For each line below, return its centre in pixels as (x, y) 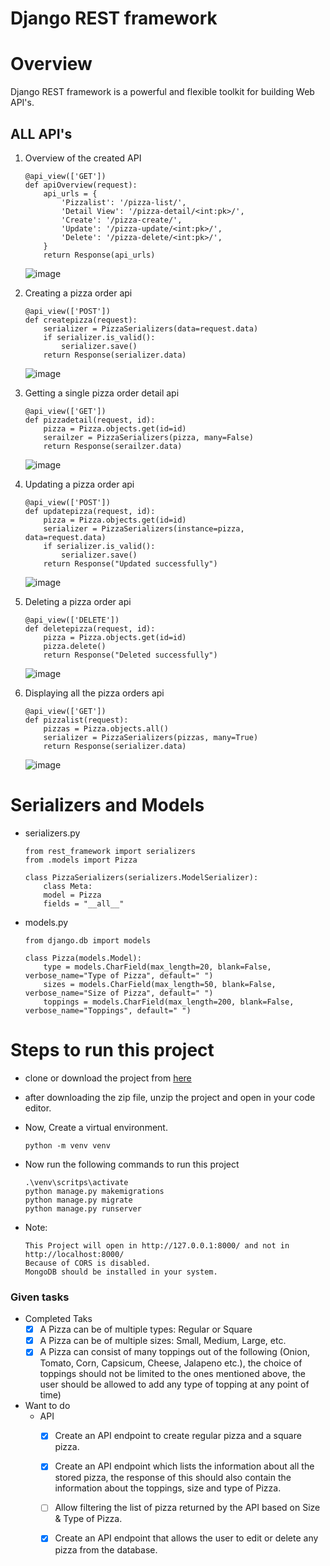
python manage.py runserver (83, 1208)
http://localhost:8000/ (74, 1254)
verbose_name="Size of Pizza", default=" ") (119, 993)
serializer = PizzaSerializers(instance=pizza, (144, 528)
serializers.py (52, 833)
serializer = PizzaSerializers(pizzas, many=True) (151, 737)
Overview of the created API (83, 158)
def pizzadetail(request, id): (90, 420)
